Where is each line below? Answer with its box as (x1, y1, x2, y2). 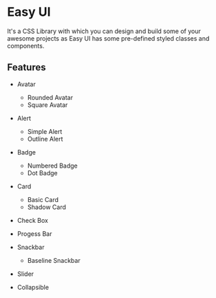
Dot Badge (27, 168, 58, 177)
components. (7, 41, 45, 50)
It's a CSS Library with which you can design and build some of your (7, 27, 201, 35)
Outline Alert (27, 135, 63, 143)
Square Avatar (27, 101, 68, 109)
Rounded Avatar (27, 93, 74, 101)
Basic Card (27, 195, 59, 203)
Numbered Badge (27, 161, 78, 170)
